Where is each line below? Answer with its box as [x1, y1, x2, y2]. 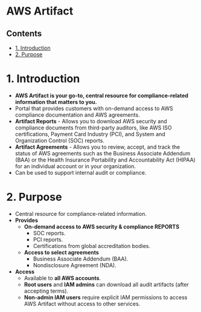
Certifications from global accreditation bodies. [33, 242, 151, 249]
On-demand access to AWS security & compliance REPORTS [24, 223, 180, 230]
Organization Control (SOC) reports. [14, 137, 104, 144]
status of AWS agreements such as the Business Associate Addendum [14, 149, 191, 157]
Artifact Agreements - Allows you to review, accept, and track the [14, 143, 180, 151]
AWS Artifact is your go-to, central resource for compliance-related [14, 92, 189, 99]
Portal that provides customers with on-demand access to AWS [14, 105, 173, 112]
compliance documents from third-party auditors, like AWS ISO [14, 124, 172, 131]
